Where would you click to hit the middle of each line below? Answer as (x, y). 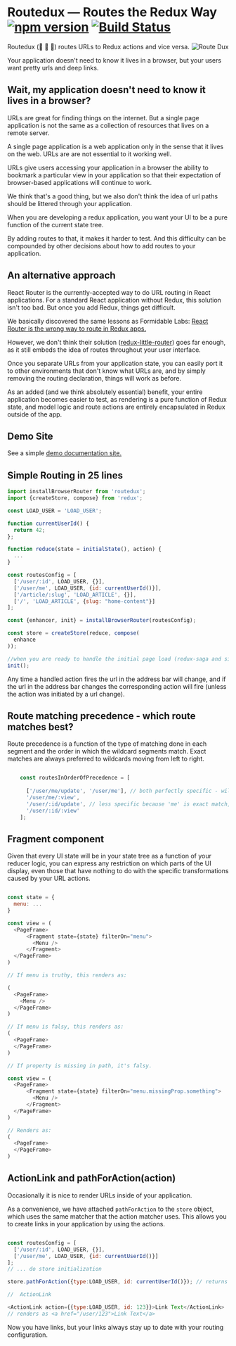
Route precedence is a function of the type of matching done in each (107, 744)
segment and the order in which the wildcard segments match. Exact (107, 751)
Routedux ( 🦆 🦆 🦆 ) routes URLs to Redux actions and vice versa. (98, 46)
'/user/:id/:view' (53, 811)
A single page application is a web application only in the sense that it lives (115, 146)
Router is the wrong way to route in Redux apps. (77, 329)
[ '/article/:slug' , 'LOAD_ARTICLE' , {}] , (75, 595)
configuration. (27, 1335)
